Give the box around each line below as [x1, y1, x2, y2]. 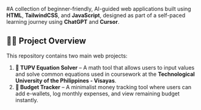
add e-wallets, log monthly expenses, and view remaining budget [15, 90, 180, 97]
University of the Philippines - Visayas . [15, 76, 117, 84]
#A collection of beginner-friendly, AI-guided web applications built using [6, 5, 191, 12]
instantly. [15, 96, 38, 103]
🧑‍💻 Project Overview [6, 36, 87, 46]
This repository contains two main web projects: [6, 52, 128, 59]
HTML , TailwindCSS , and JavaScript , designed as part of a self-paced [6, 12, 186, 19]
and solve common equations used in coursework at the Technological [15, 70, 196, 78]
